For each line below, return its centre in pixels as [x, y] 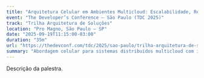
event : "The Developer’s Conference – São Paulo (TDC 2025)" [85, 18]
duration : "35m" [27, 40]
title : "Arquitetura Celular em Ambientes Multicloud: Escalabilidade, [99, 12]
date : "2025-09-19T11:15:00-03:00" [51, 34]
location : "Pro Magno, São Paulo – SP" [57, 29]
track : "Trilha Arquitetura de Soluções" [59, 23]
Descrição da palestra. [35, 68]
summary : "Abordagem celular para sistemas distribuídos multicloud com [100, 51]
